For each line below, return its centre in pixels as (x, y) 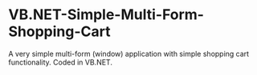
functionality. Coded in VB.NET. (60, 62)
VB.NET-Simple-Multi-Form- (106, 15)
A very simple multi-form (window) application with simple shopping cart (129, 53)
